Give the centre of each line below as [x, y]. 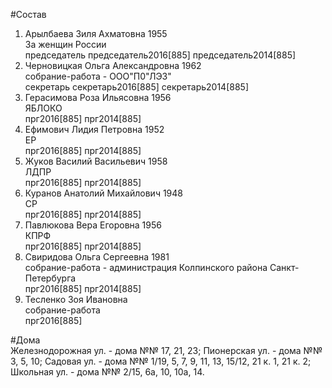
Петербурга [50, 278]
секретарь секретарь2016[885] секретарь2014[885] [136, 87]
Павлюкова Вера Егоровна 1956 [93, 225]
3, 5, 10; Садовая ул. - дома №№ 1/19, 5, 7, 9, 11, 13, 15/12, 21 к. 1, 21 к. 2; [161, 361]
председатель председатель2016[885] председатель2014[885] [160, 55]
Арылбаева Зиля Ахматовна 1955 [96, 33]
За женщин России [65, 44]
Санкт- [284, 267]
